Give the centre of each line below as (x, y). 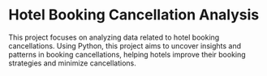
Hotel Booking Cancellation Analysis (134, 15)
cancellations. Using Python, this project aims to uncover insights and (125, 45)
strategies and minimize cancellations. (72, 63)
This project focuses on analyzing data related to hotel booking (114, 37)
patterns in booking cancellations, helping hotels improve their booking (127, 54)
